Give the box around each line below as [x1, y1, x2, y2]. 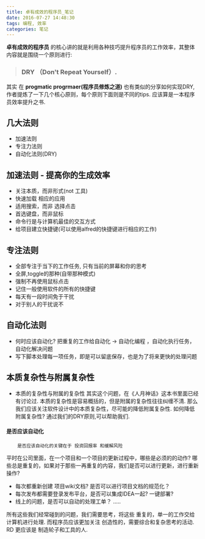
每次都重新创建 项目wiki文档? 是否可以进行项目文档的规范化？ [15, 482, 170, 490]
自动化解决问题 [15, 345, 53, 352]
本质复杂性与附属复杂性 [6, 372, 95, 383]
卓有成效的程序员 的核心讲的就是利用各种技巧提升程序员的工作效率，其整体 [6, 43, 195, 51]
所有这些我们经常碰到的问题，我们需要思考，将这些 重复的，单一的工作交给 [6, 510, 195, 518]
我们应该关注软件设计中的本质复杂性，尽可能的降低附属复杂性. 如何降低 [15, 405, 195, 412]
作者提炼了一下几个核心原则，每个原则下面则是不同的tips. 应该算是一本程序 [6, 90, 195, 98]
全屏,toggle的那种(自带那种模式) [15, 270, 96, 277]
